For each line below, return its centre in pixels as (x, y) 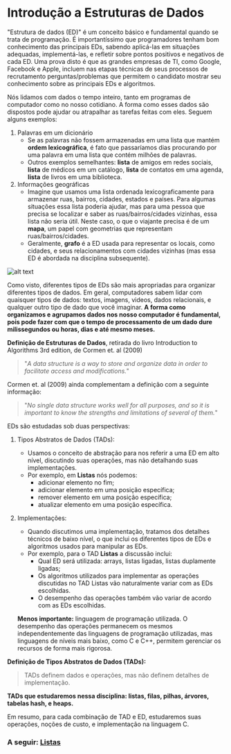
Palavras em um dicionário (55, 133)
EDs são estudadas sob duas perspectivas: (68, 426)
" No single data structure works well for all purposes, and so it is (117, 405)
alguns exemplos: (32, 119)
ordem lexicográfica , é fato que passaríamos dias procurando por (122, 147)
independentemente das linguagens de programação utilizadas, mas (115, 633)
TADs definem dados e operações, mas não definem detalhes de (117, 675)
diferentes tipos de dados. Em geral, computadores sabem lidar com (105, 292)
